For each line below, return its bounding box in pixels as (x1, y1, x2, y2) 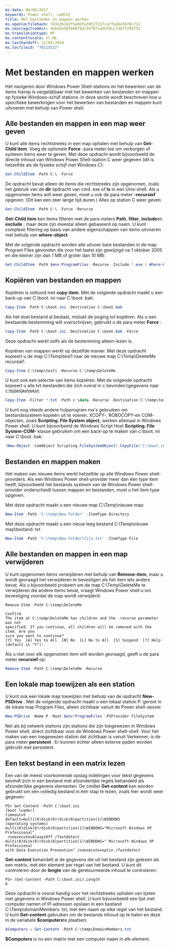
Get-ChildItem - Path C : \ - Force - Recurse (5, 207, 94, 212)
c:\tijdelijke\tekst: (5, 388, 40, 394)
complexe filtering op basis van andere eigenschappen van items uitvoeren (5, 226, 161, 232)
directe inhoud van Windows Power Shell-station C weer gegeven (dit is (5, 157, 154, 163)
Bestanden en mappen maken (5, 457, 101, 466)
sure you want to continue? (5, 633, 64, 638)
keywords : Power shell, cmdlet (5, 12, 71, 17)
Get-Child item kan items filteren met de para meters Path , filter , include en (5, 216, 162, 222)
